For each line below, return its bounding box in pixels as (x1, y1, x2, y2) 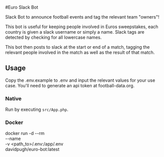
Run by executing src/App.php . (5, 106, 69, 112)
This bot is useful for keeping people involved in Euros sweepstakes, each (5, 24, 158, 30)
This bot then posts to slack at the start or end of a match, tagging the (5, 44, 150, 50)
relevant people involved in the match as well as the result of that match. (5, 50, 155, 55)
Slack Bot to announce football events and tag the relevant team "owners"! (5, 14, 159, 20)
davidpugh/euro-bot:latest (5, 146, 60, 152)
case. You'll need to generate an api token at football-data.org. (5, 82, 135, 88)
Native (5, 95, 22, 102)
